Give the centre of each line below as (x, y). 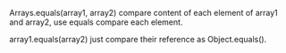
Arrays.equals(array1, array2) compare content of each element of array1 (144, 13)
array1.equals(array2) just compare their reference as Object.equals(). (138, 39)
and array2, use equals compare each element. (96, 22)
